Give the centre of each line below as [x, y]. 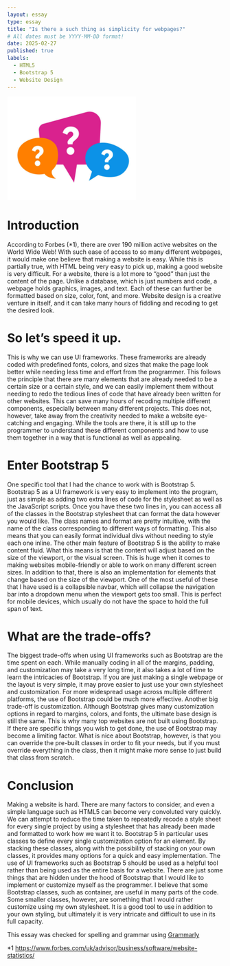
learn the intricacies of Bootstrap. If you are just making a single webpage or [115, 677]
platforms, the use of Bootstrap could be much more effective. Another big [113, 699]
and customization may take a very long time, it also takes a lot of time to [110, 670]
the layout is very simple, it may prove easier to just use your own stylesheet [115, 685]
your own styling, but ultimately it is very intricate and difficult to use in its [112, 914]
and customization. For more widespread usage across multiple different [110, 692]
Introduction [43, 225]
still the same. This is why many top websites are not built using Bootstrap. [113, 721]
